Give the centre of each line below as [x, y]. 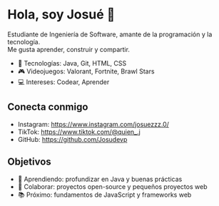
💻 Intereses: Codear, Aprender [63, 82]
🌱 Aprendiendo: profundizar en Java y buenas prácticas [100, 179]
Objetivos [29, 162]
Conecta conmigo [48, 107]
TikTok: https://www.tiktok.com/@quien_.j [79, 132]
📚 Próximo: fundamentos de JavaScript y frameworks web [105, 195]
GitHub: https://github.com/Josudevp [72, 139]
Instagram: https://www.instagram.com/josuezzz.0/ [93, 124]
